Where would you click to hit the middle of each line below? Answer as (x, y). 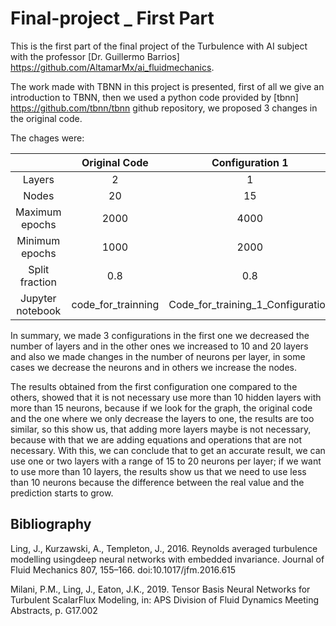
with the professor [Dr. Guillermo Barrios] (95, 56)
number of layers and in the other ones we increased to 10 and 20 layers (159, 346)
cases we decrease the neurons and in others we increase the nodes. (153, 367)
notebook (39, 310)
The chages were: (47, 138)
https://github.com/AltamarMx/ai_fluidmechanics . (112, 67)
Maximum (38, 212)
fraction (38, 282)
